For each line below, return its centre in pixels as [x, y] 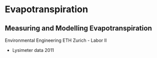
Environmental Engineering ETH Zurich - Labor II [56, 40]
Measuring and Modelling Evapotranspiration [78, 28]
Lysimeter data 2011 [33, 50]
